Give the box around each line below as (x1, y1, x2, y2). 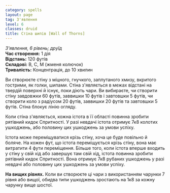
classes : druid (5, 26, 38, 32)
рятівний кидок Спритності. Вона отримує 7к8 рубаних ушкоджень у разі (5, 156, 164, 162)
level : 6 (5, 21, 24, 27)
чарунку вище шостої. (5, 182, 53, 188)
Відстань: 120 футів (5, 56, 48, 62)
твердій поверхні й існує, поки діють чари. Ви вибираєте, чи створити (5, 88, 157, 93)
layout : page (5, 12, 33, 17)
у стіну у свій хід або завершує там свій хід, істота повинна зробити (5, 151, 153, 156)
